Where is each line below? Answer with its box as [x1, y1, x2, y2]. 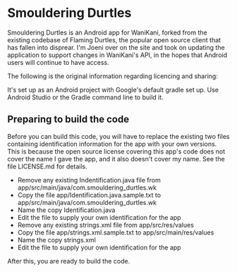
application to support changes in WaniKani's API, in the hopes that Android [7, 51, 228, 59]
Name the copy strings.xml [17, 235, 97, 244]
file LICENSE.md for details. [7, 162, 87, 171]
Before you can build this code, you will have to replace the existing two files [7, 132, 230, 140]
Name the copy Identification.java [17, 206, 116, 214]
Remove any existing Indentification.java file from [17, 175, 161, 184]
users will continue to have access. [7, 58, 109, 66]
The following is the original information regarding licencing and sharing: [7, 72, 219, 80]
